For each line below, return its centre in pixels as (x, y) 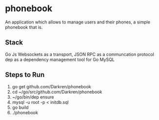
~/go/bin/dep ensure (33, 97)
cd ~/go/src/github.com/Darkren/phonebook (57, 92)
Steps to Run (25, 75)
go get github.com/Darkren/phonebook (51, 86)
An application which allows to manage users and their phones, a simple (78, 22)
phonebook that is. (24, 27)
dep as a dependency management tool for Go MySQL (60, 60)
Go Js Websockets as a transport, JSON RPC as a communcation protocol (80, 54)
